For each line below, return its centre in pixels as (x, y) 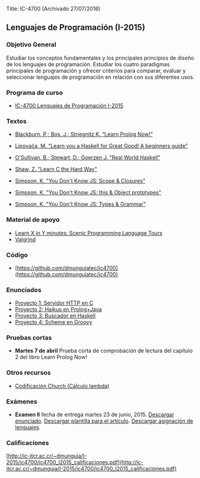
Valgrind (25, 239)
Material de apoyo (33, 220)
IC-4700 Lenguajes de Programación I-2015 (69, 105)
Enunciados (24, 290)
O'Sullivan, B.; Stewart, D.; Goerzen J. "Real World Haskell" (87, 158)
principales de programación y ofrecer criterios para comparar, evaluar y (96, 70)
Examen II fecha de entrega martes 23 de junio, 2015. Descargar (95, 415)
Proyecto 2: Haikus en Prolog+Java (58, 310)
